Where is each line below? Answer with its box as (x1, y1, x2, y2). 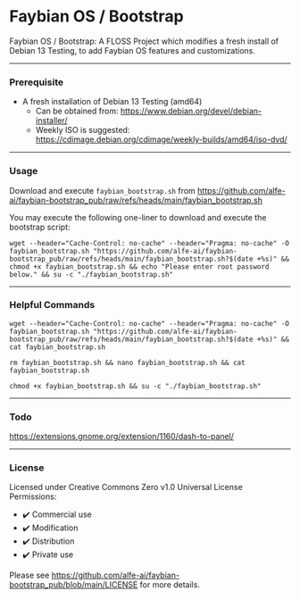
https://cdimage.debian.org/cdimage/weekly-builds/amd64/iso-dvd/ (35, 134, 287, 145)
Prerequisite (9, 76, 64, 88)
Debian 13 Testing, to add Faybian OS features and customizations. (9, 45, 256, 55)
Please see (9, 570, 50, 581)
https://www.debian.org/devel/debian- (120, 105, 262, 117)
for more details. (139, 579, 201, 590)
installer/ (35, 115, 68, 126)
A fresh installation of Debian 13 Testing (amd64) (21, 96, 203, 107)
